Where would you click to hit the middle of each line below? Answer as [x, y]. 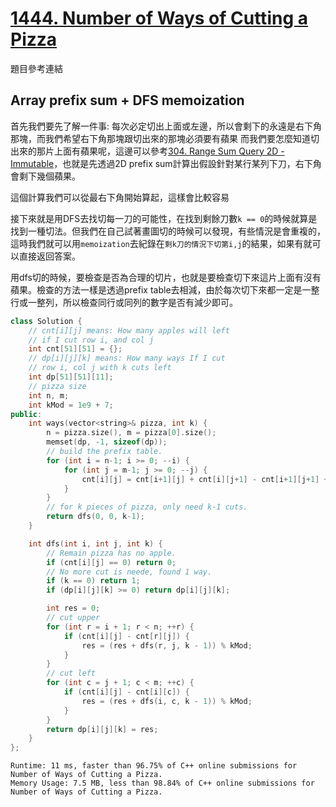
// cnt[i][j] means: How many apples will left [129, 330]
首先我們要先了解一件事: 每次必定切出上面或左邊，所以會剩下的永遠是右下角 [166, 126]
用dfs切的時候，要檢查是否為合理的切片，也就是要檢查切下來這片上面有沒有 [166, 277]
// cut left [71, 673]
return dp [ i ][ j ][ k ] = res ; [102, 729]
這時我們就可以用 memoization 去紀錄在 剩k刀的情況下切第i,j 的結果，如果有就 [161, 243]
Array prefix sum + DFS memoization [127, 100]
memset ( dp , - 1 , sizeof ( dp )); [107, 442]
